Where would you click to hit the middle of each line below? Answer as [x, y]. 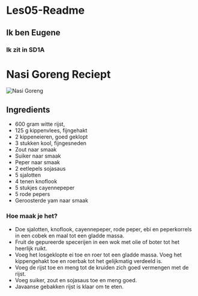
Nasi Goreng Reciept [58, 74]
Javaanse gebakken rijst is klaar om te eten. [69, 286]
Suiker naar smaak [38, 156]
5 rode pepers [32, 194]
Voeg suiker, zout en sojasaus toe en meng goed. [76, 280]
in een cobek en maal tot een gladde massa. [70, 235]
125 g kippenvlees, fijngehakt [51, 131]
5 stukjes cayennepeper [45, 188]
